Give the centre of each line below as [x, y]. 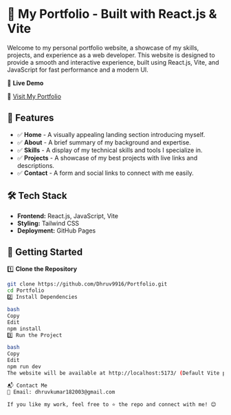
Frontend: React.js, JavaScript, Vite [68, 215]
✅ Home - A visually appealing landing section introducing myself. [111, 134]
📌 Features [31, 118]
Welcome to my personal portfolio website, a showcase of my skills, [103, 47]
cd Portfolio [26, 291]
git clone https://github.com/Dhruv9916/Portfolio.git [87, 284]
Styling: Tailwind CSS [48, 223]
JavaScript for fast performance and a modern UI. [78, 70]
